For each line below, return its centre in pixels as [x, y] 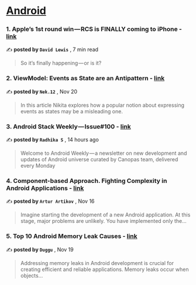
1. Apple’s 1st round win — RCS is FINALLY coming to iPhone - [94, 29]
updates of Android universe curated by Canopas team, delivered [99, 160]
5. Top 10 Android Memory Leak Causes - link [72, 236]
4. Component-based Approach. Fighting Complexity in [87, 181]
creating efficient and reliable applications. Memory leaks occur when [104, 269]
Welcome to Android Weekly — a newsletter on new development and [104, 153]
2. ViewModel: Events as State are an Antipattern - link [85, 79]
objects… [32, 275]
